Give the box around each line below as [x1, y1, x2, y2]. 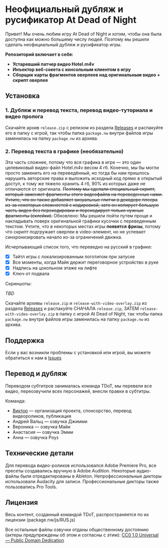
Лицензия [5, 498, 38, 507]
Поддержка [5, 336, 44, 345]
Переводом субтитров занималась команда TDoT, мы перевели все [5, 382, 152, 388]
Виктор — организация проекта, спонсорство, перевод [12, 408, 132, 414]
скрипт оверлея [12, 77, 48, 83]
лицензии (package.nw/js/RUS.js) [5, 517, 76, 523]
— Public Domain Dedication [5, 537, 64, 543]
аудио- [136, 467, 151, 474]
